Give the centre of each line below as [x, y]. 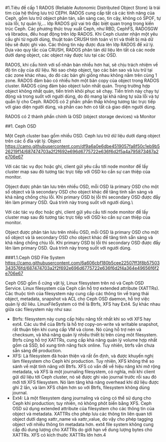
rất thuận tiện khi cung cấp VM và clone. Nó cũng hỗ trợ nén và [77, 329]
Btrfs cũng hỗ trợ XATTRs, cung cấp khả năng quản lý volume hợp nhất [84, 340]
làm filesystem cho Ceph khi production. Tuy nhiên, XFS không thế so [83, 361]
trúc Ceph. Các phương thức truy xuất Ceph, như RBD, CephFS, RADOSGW [82, 29]
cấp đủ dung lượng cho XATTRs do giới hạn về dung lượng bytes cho [82, 430]
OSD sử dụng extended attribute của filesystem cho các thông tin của [83, 409]
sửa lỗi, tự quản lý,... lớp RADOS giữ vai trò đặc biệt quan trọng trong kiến [80, 23]
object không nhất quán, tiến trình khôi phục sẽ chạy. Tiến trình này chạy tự [82, 91]
